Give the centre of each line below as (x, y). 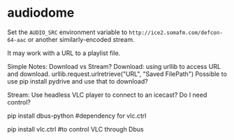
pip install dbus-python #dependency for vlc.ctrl (77, 116)
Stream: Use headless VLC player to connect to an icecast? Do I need (107, 95)
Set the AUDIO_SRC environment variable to (67, 32)
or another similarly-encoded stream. (81, 39)
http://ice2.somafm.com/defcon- (176, 33)
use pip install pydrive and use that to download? (78, 81)
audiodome (41, 13)
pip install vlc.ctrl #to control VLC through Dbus (76, 129)
